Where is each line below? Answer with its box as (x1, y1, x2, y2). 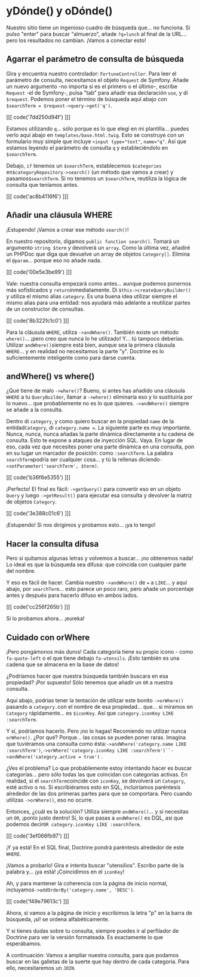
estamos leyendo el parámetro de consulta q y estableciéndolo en (6, 144, 168, 151)
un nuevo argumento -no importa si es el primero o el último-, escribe (6, 83, 178, 90)
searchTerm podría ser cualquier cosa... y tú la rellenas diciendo (6, 456, 160, 463)
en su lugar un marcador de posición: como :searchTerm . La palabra (6, 450, 173, 457)
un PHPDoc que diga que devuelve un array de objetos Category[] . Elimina (6, 250, 190, 257)
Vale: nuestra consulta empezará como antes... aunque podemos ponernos (6, 280, 192, 287)
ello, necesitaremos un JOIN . (6, 964, 76, 971)
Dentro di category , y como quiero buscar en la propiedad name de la (6, 418, 174, 425)
